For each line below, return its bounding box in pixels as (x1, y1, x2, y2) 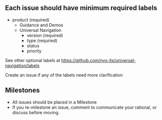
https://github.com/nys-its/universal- (61, 57, 136, 63)
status (26, 42, 40, 48)
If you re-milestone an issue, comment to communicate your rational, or (12, 104, 157, 110)
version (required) (26, 32, 64, 38)
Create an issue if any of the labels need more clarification (5, 72, 123, 78)
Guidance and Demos (19, 22, 64, 28)
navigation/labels (5, 62, 40, 68)
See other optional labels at (5, 57, 60, 63)
